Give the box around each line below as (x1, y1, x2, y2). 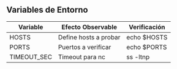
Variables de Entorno (6, 5, 88, 15)
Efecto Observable (61, 22, 118, 31)
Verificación (128, 22, 165, 31)
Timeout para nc (58, 53, 106, 61)
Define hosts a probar (58, 33, 121, 41)
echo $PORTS (126, 42, 167, 51)
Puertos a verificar (58, 42, 111, 51)
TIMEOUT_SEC (9, 53, 53, 61)
